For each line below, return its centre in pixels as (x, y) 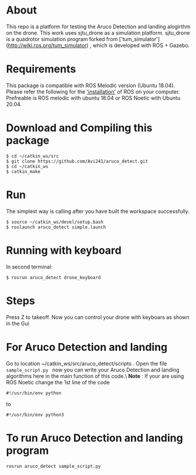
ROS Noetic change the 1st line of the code (58, 382)
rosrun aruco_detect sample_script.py (53, 466)
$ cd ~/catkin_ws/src (33, 156)
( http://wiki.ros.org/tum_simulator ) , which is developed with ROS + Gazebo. (98, 45)
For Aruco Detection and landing (87, 347)
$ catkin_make (23, 171)
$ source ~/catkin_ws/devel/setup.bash (55, 222)
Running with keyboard (64, 250)
